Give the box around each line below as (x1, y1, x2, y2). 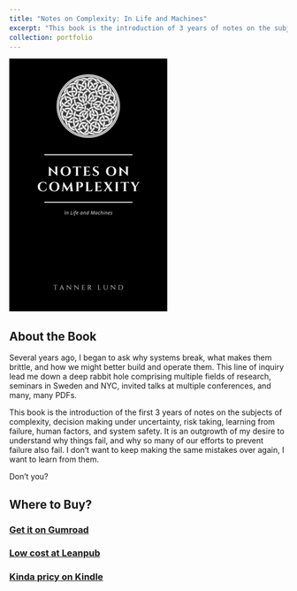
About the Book (9, 328, 97, 344)
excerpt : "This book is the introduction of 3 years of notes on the (9, 23, 271, 33)
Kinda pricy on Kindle (9, 571, 103, 583)
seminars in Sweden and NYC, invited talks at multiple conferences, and (9, 380, 271, 391)
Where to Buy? (9, 496, 93, 512)
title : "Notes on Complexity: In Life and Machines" (9, 14, 208, 23)
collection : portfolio (9, 33, 93, 42)
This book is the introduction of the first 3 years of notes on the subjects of (9, 407, 283, 418)
